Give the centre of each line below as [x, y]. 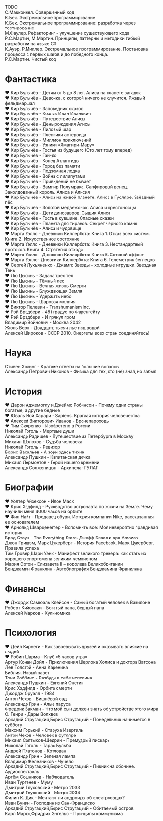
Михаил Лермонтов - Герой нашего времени [52, 462]
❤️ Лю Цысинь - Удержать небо [38, 296]
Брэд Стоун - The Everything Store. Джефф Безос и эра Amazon [72, 538]
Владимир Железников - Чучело [39, 761]
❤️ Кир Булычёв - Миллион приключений [48, 140]
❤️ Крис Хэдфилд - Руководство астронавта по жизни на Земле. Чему [79, 506]
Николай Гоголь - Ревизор [33, 447]
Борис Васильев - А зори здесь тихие [45, 452]
